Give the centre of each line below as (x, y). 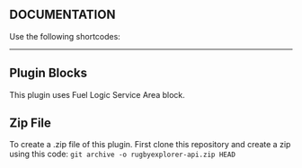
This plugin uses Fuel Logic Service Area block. (98, 94)
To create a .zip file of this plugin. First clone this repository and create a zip (150, 145)
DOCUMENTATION (62, 15)
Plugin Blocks (49, 73)
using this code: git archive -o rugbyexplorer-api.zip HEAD (123, 154)
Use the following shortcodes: (65, 36)
